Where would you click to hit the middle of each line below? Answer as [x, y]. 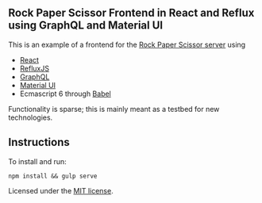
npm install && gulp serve [53, 176]
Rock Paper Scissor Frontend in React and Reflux [131, 13]
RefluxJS [35, 68]
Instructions [39, 142]
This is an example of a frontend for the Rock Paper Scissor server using [127, 44]
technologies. [31, 117]
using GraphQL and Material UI [86, 26]
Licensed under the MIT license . [61, 190]
